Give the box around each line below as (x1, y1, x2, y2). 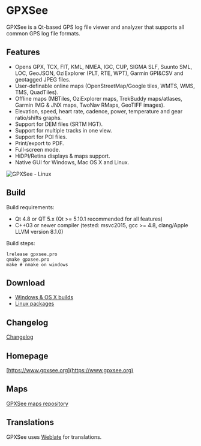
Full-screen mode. (14, 146, 61, 153)
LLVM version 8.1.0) (14, 228, 64, 235)
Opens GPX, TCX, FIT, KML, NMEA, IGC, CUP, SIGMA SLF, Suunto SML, (14, 63, 193, 70)
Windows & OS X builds (14, 294, 74, 301)
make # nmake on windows (6, 261, 68, 267)
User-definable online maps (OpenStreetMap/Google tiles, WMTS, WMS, (14, 82, 195, 89)
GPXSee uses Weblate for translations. (6, 433, 102, 441)
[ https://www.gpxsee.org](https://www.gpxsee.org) (6, 367, 134, 373)
